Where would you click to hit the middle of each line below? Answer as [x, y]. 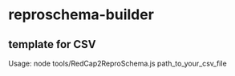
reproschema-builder [81, 15]
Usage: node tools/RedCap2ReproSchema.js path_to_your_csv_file [118, 63]
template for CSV [52, 44]
